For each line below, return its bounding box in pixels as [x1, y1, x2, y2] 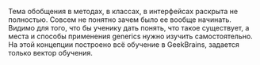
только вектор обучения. [8, 49, 94, 57]
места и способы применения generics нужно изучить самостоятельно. [8, 31, 254, 41]
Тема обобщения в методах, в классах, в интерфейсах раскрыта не [8, 7, 239, 16]
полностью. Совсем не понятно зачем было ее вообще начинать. [8, 15, 232, 24]
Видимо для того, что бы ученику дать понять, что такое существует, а [8, 23, 250, 32]
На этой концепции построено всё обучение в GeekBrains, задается [8, 40, 239, 49]
